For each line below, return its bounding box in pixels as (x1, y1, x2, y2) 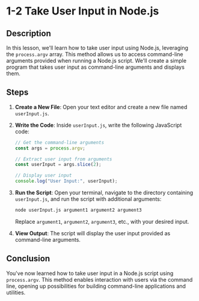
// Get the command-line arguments (14, 139, 105, 145)
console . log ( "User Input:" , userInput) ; (14, 178, 118, 185)
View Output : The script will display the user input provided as (14, 229, 171, 236)
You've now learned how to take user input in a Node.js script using (6, 270, 174, 277)
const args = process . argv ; (14, 145, 85, 151)
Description (6, 28, 51, 39)
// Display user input (14, 173, 72, 179)
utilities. (6, 288, 26, 296)
